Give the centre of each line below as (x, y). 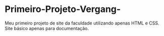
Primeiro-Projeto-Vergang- (63, 9)
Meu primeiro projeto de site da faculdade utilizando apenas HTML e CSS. (82, 23)
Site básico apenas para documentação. (47, 28)
